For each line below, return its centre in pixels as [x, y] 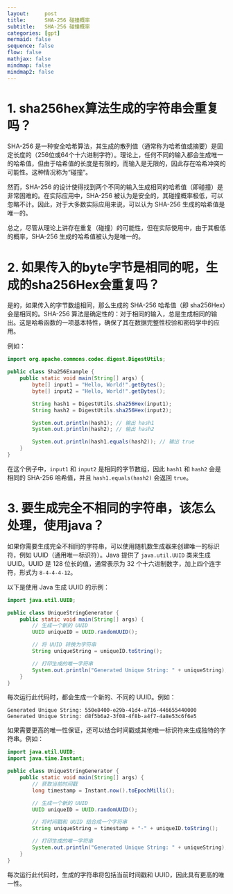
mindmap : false [29, 65]
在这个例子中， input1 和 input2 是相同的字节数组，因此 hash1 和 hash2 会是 [114, 469]
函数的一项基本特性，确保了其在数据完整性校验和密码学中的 [128, 323]
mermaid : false [29, 40]
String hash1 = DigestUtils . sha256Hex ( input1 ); [102, 404]
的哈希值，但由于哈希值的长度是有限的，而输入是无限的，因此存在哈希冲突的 [116, 163]
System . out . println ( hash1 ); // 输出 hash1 [93, 423]
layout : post [32, 14]
